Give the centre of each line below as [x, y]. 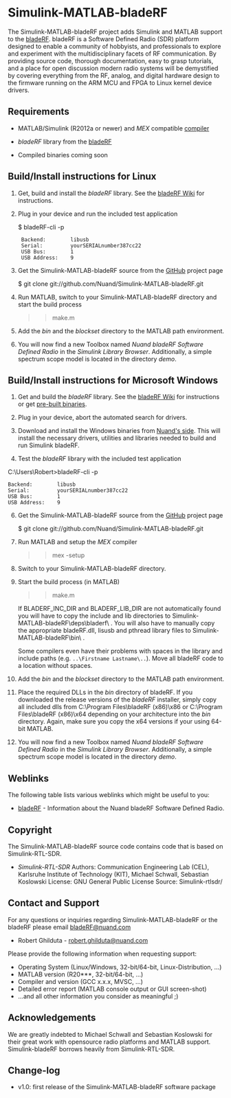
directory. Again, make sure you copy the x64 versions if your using [114, 721]
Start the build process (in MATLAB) [68, 582]
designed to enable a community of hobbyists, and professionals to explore [114, 46]
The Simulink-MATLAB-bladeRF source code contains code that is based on [115, 846]
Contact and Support [54, 903]
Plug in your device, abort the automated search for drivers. [102, 418]
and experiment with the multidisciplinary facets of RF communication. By [112, 54]
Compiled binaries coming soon [63, 155]
